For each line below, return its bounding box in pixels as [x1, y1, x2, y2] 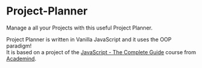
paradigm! [6, 42, 32, 49]
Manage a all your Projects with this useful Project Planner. [6, 24, 153, 31]
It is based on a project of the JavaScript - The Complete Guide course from [6, 48, 197, 55]
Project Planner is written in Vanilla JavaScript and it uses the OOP [6, 36, 172, 43]
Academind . [6, 55, 36, 62]
